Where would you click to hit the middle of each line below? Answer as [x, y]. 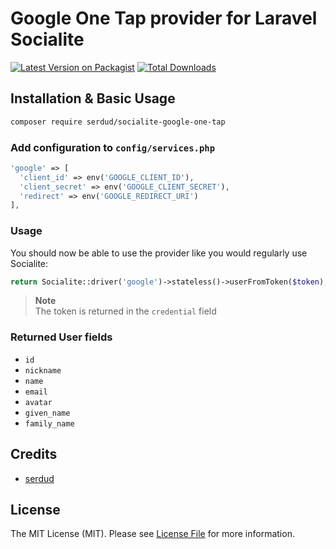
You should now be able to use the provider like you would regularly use [159, 253]
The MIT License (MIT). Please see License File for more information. [152, 534]
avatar [38, 402]
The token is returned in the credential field [125, 311]
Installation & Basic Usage [93, 98]
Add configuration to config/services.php [113, 147]
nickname [43, 370]
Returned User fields [61, 337]
